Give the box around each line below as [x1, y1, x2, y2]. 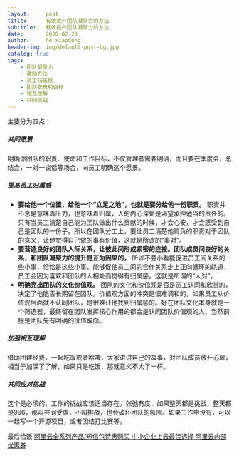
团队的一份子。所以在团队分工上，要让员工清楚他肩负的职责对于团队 [30, 226, 230, 235]
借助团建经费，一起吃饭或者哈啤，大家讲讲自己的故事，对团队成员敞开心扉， [7, 353, 232, 361]
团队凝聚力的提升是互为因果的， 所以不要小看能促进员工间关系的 [36, 253, 225, 262]
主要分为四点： [7, 117, 51, 126]
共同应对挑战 [7, 380, 45, 388]
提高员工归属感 [7, 181, 51, 189]
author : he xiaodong [7, 37, 81, 44]
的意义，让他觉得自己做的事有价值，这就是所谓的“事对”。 [17, 235, 186, 244]
